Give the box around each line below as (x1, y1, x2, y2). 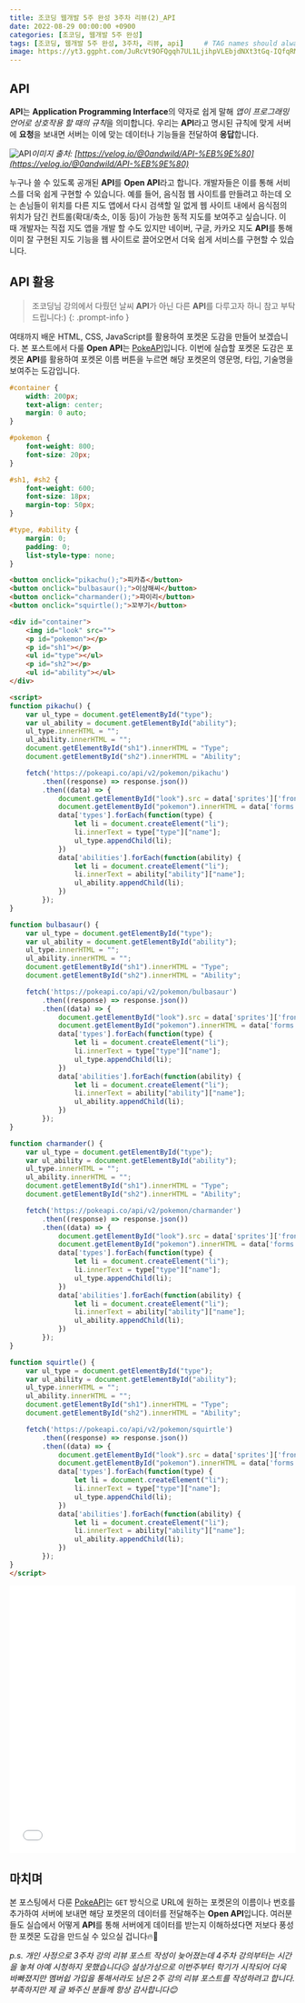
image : (9, 47, 34, 56)
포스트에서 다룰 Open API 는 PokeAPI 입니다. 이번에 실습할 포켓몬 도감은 (30, 342, 284, 353)
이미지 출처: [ (31, 147, 78, 159)
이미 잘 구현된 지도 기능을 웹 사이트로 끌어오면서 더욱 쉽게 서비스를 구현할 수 (9, 234, 279, 245)
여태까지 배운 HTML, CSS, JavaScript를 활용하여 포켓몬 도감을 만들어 (9, 331, 257, 342)
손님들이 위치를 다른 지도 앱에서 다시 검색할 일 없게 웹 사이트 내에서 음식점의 (18, 199, 288, 210)
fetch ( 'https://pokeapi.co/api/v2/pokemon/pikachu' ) (25, 768, 230, 777)
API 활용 (9, 275, 54, 290)
